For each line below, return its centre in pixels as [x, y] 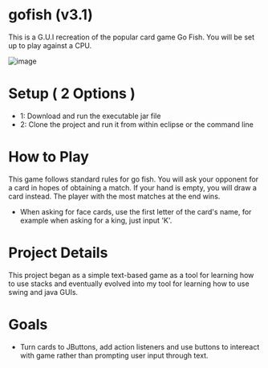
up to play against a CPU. [50, 45]
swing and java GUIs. [43, 292]
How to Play [49, 157]
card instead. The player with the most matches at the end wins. [114, 196]
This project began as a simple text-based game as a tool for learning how [131, 275]
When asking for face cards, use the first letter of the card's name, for [136, 211]
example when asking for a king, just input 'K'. [96, 220]
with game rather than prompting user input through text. [114, 355]
